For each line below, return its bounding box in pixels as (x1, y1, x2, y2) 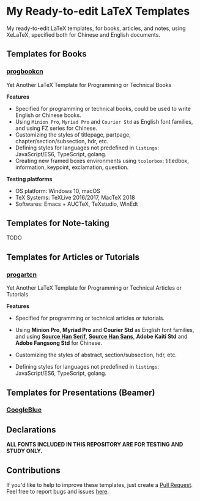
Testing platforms (6, 175, 53, 183)
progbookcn (6, 67, 44, 76)
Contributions (6, 465, 61, 475)
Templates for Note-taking (6, 218, 110, 228)
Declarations (6, 424, 56, 435)
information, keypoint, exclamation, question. (15, 164, 129, 171)
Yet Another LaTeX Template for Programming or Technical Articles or (6, 284, 182, 292)
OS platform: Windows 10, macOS (15, 187, 101, 194)
